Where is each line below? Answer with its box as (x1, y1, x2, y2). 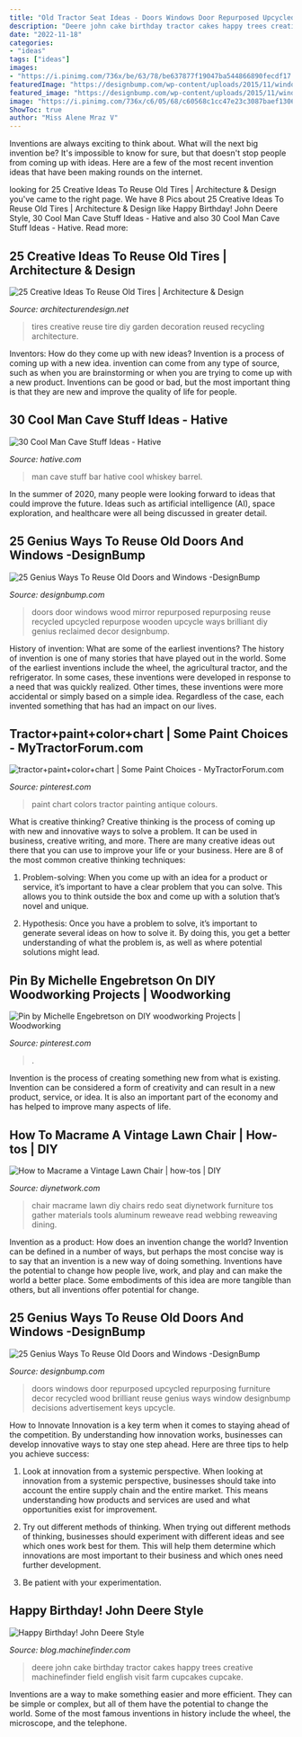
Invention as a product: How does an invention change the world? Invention (9, 1237, 289, 1247)
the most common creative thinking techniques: (9, 855, 186, 866)
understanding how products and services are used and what (22, 1494, 251, 1505)
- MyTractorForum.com (9, 740, 144, 755)
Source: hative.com (9, 453, 82, 464)
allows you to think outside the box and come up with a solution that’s (22, 891, 280, 902)
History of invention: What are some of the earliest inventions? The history (9, 643, 285, 654)
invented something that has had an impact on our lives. (9, 700, 218, 711)
